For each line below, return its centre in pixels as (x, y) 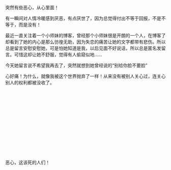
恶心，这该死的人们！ (27, 162)
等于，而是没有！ (23, 25)
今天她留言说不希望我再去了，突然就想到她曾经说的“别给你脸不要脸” (76, 65)
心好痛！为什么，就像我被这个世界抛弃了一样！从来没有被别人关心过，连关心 (85, 76)
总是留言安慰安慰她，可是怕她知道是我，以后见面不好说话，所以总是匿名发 (83, 48)
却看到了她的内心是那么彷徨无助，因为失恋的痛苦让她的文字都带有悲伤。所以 (85, 42)
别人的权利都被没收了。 (30, 82)
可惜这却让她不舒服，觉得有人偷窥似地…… (58, 54)
